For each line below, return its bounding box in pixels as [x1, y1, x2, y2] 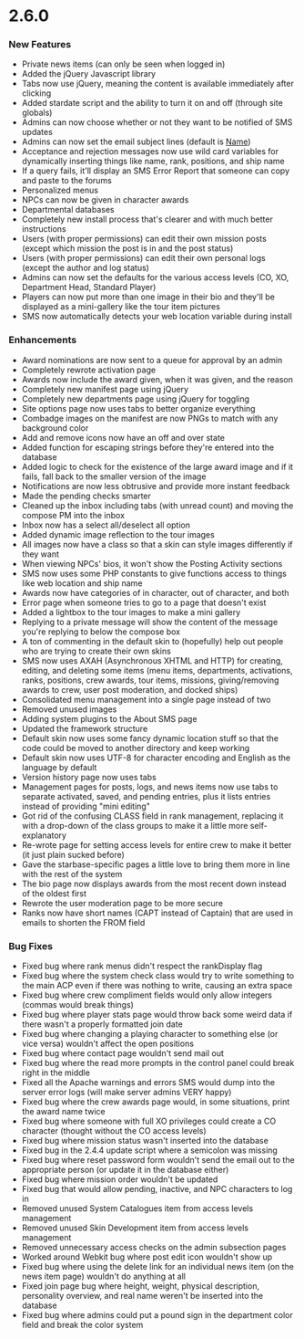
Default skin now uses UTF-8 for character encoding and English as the [21, 752, 291, 763]
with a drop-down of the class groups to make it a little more [21, 820, 248, 831]
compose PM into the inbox [21, 509, 125, 520]
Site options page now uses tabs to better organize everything [21, 403, 256, 413]
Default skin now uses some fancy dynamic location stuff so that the [21, 732, 279, 744]
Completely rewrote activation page [21, 364, 157, 375]
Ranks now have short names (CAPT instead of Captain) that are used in [21, 907, 293, 918]
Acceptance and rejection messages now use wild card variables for [21, 146, 279, 157]
